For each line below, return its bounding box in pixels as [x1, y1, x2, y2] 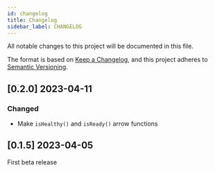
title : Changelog [7, 17, 58, 24]
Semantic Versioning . [7, 63, 68, 71]
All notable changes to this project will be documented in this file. [7, 42, 194, 51]
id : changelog [7, 10, 49, 17]
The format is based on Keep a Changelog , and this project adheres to [7, 55, 208, 64]
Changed [7, 103, 40, 113]
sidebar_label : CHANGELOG [7, 23, 82, 30]
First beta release [7, 157, 58, 166]
